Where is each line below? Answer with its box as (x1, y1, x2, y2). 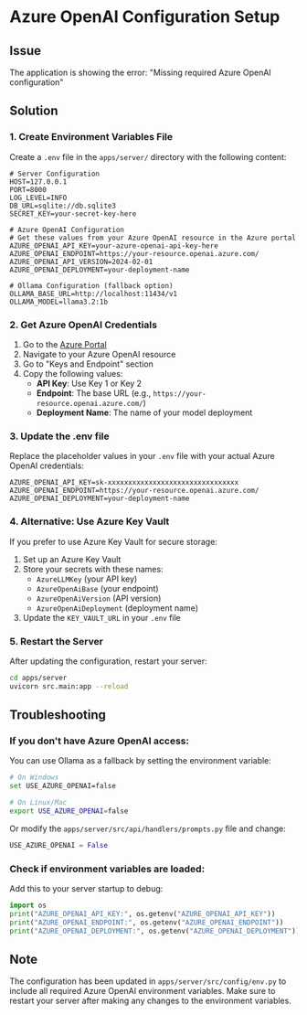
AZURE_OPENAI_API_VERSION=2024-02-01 (9, 257, 153, 266)
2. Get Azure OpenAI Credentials (9, 318, 158, 331)
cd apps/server (9, 673, 68, 682)
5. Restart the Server (9, 635, 103, 647)
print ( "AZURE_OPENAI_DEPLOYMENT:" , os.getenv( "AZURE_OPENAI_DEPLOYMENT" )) (9, 926, 301, 935)
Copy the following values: (22, 368, 123, 379)
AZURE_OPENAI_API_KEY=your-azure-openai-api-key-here (9, 240, 219, 251)
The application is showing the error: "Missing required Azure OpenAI (9, 67, 271, 78)
